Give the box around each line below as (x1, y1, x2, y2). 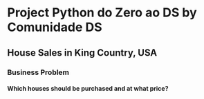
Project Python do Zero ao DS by (7, 5, 197, 21)
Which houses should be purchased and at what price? (7, 85, 169, 93)
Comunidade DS (7, 19, 102, 35)
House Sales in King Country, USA (7, 47, 158, 58)
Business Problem (7, 67, 70, 77)
